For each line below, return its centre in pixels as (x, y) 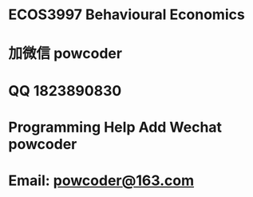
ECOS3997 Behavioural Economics (126, 15)
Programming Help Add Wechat (115, 127)
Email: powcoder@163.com (101, 180)
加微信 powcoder (65, 54)
